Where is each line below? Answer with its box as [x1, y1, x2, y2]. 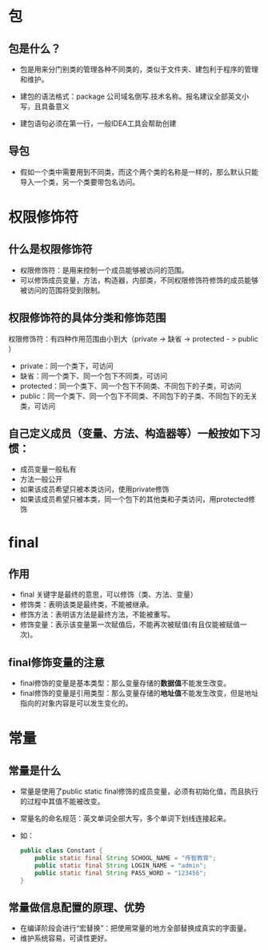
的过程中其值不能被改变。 [19, 797, 105, 806]
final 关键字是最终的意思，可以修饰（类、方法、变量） [19, 590, 198, 600]
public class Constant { [19, 847, 103, 855]
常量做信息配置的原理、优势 [8, 901, 146, 915]
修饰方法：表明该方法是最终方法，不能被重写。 [19, 610, 174, 620]
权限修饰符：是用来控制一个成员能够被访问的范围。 [19, 265, 189, 275]
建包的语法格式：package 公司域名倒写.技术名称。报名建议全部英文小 [19, 91, 250, 101]
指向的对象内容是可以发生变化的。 [19, 698, 133, 708]
